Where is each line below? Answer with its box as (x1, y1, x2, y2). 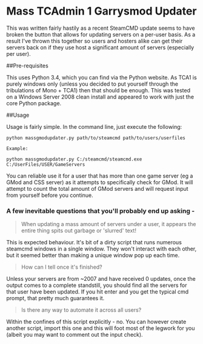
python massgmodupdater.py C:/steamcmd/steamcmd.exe (6, 156, 142, 162)
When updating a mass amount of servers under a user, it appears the (21, 221, 196, 228)
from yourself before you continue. (6, 191, 94, 199)
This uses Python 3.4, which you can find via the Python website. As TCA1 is (6, 74, 197, 81)
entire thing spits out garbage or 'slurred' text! (21, 227, 136, 235)
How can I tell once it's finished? (21, 263, 103, 271)
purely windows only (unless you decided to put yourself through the (6, 80, 179, 88)
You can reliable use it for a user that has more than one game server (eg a (6, 172, 193, 179)
